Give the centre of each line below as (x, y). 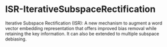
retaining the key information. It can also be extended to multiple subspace (82, 33)
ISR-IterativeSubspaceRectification (80, 9)
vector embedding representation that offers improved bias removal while (81, 28)
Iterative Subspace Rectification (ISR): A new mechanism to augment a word (84, 23)
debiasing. (16, 39)
